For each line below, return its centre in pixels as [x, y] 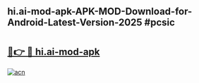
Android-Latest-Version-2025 [75, 23]
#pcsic [159, 23]
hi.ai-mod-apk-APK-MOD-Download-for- [100, 12]
